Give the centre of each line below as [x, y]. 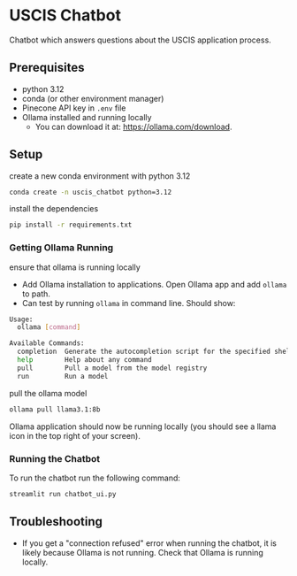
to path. [36, 294]
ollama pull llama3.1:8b [55, 409]
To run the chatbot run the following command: [95, 478]
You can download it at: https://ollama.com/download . [133, 127]
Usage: [21, 319]
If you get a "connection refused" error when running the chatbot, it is [149, 543]
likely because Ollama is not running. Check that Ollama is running [142, 552]
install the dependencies [54, 209]
